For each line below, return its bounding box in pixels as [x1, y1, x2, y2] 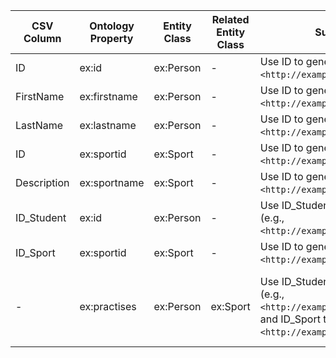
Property [89, 32, 134, 45]
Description [15, 176, 70, 189]
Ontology [89, 19, 135, 33]
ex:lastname [79, 119, 137, 132]
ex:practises [79, 300, 137, 313]
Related [211, 13, 250, 26]
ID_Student [15, 211, 67, 224]
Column [23, 32, 62, 45]
